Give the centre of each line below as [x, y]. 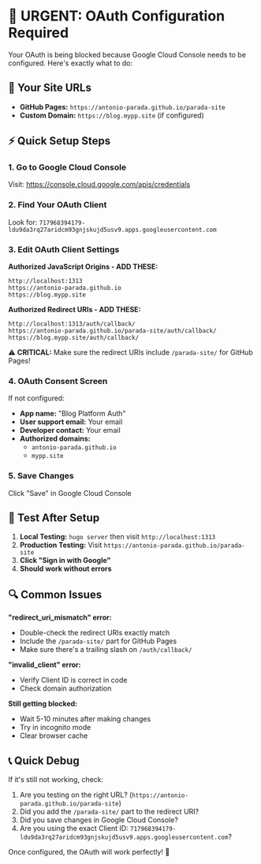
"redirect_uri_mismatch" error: [60, 617]
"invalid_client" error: [45, 665]
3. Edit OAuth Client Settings [64, 249]
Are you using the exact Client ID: [74, 829]
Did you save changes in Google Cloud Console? [99, 820]
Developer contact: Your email [70, 430]
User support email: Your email [71, 422]
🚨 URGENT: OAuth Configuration [117, 16]
